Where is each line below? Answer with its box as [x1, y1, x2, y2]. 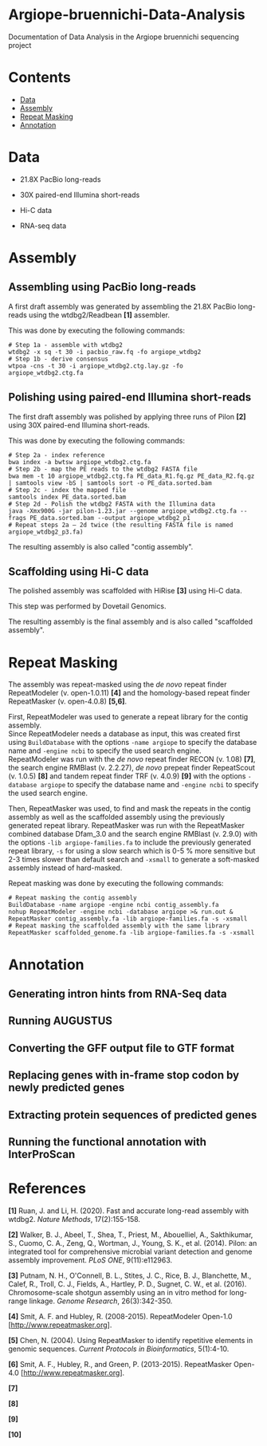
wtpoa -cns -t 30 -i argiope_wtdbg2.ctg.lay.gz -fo [8, 361, 183, 370]
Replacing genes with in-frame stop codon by [8, 1069, 240, 1082]
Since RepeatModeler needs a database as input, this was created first [8, 729, 241, 739]
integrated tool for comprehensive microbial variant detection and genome [8, 1247, 253, 1256]
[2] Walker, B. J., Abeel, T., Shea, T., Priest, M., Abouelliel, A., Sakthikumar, [8, 1230, 253, 1239]
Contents [8, 69, 72, 87]
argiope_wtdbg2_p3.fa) [8, 528, 84, 536]
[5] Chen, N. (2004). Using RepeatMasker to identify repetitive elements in [8, 1335, 253, 1345]
